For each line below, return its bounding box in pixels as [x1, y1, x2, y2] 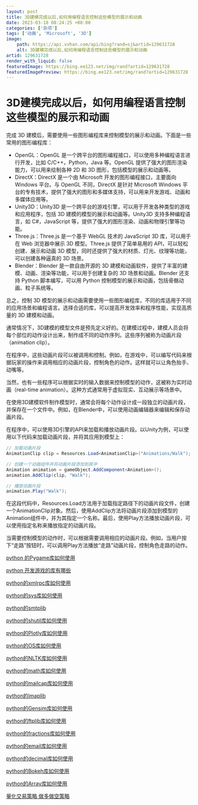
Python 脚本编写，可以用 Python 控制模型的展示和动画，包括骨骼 [21, 277, 179, 284]
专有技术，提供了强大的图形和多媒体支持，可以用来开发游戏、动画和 [25, 188, 190, 195]
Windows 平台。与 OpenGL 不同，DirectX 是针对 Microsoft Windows [14, 181, 181, 188]
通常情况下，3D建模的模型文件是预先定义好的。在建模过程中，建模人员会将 [6, 324, 189, 331]
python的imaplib [6, 692, 46, 699]
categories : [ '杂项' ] [6, 25, 58, 31]
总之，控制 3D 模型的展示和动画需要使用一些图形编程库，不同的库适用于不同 [6, 297, 192, 304]
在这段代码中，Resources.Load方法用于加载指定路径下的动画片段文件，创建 [6, 500, 190, 507]
